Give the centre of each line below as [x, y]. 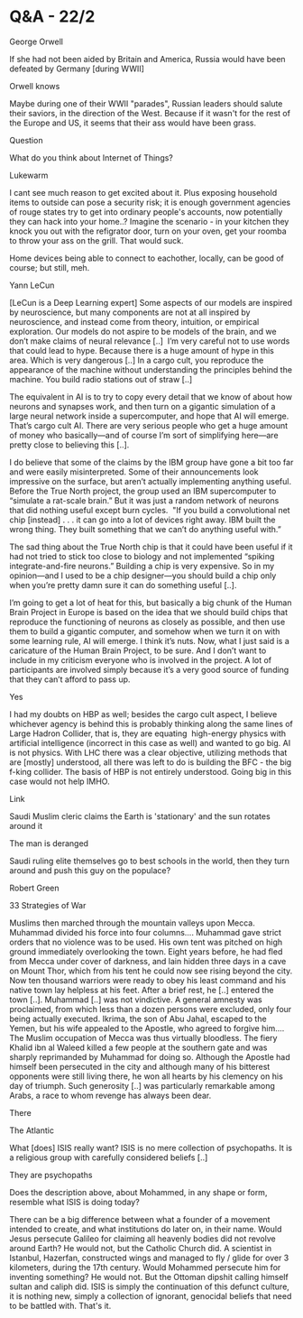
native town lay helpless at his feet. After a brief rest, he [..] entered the [142, 990]
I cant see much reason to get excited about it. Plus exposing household [143, 192]
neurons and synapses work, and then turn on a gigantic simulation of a [142, 406]
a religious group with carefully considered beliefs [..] [109, 1157]
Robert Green [35, 888]
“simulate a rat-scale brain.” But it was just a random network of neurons [144, 500]
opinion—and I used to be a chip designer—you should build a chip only [143, 576]
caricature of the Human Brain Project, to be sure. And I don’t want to [138, 650]
